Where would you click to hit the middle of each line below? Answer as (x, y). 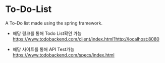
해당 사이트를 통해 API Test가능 (43, 49)
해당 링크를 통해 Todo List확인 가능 (47, 33)
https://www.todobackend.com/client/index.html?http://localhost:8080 (86, 39)
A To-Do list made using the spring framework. (54, 23)
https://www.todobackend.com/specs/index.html (64, 55)
